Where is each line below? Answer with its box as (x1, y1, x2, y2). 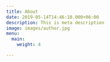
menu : (6, 31, 20, 37)
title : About (6, 8, 38, 15)
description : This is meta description (6, 19, 105, 25)
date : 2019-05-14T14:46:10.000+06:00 (6, 14, 99, 20)
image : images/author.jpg (6, 25, 70, 31)
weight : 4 (17, 42, 41, 48)
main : (11, 36, 25, 42)
